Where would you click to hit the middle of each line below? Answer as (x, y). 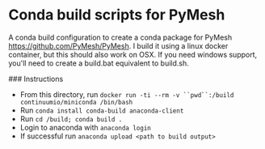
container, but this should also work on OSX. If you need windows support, (133, 54)
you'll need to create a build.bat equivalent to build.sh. (99, 63)
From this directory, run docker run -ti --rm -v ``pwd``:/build (127, 94)
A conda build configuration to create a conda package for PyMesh (120, 37)
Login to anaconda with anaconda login (85, 127)
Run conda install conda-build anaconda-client (102, 110)
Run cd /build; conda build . (71, 118)
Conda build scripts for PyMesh (117, 15)
